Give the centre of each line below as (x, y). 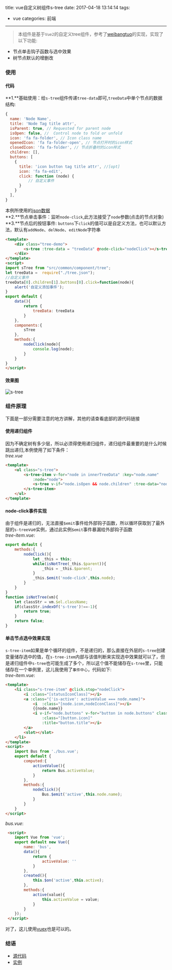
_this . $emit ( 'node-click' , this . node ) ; (74, 578)
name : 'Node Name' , (31, 119)
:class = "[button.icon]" (67, 718)
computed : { (35, 761)
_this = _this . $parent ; (67, 568)
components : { (28, 325)
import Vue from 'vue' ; (40, 838)
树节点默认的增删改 (33, 58)
